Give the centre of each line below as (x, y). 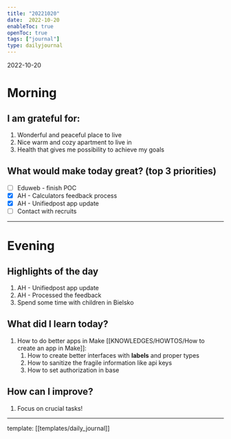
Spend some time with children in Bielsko (75, 303)
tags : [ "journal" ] (33, 39)
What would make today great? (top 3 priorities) (112, 171)
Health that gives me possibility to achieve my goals (91, 150)
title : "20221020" (33, 13)
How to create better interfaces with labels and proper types (113, 355)
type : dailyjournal (35, 45)
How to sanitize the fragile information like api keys (100, 363)
